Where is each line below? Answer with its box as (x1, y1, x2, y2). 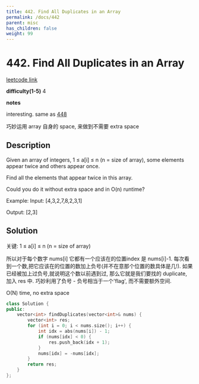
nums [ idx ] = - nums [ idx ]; (37, 350, 100, 357)
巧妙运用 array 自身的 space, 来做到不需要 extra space (6, 123, 140, 130)
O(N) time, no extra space (6, 289, 70, 296)
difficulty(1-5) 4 (6, 87, 46, 95)
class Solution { (6, 301, 49, 307)
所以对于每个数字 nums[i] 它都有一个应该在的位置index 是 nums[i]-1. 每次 (6, 255, 185, 262)
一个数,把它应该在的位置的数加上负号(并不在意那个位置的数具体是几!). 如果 (11, 262, 193, 269)
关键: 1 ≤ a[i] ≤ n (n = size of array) (6, 242, 91, 250)
